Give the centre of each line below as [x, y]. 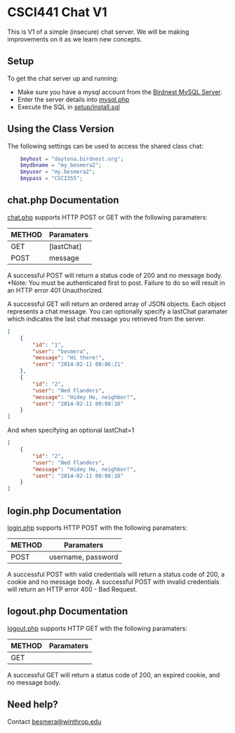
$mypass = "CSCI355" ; [51, 179]
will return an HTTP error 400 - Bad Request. [72, 589]
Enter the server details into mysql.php [73, 99]
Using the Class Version [61, 129]
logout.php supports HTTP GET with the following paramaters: [98, 628]
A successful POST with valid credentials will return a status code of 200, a [116, 574]
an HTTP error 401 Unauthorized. [55, 290]
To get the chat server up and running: [63, 78]
